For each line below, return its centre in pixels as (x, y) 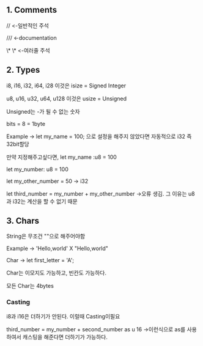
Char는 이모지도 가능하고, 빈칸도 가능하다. (57, 273)
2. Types (23, 70)
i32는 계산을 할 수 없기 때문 (45, 201)
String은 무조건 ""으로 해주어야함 (46, 236)
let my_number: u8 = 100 (37, 169)
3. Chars (23, 221)
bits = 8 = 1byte (26, 123)
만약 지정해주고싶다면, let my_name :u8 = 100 (62, 157)
